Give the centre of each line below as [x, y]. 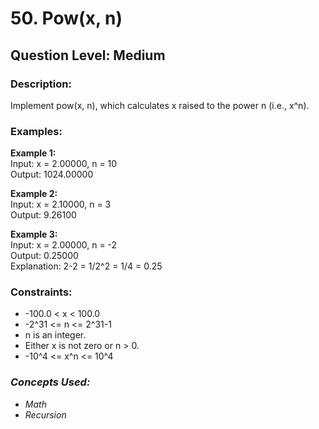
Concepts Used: [50, 382]
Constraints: [41, 292]
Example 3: [34, 234]
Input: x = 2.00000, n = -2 [64, 245]
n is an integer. [55, 335]
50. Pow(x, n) [66, 18]
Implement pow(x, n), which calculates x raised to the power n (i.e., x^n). [160, 105]
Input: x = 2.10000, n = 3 [61, 204]
